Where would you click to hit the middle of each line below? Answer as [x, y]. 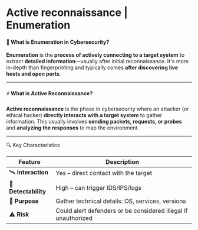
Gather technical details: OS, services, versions [121, 201]
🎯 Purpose [24, 201]
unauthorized [74, 218]
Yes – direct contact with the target [104, 173]
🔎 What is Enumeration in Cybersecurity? [58, 42]
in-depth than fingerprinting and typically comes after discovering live [92, 67]
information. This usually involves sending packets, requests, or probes [94, 121]
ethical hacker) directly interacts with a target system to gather [84, 115]
